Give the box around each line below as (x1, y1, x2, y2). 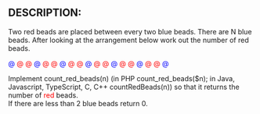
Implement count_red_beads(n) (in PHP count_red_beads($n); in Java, (8, 73, 235, 83)
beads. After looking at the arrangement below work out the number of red (8, 35, 249, 45)
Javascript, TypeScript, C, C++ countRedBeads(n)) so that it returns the (8, 82, 240, 91)
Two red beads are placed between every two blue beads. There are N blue (8, 27, 252, 36)
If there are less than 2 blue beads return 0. (8, 98, 148, 108)
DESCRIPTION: (8, 6, 82, 20)
